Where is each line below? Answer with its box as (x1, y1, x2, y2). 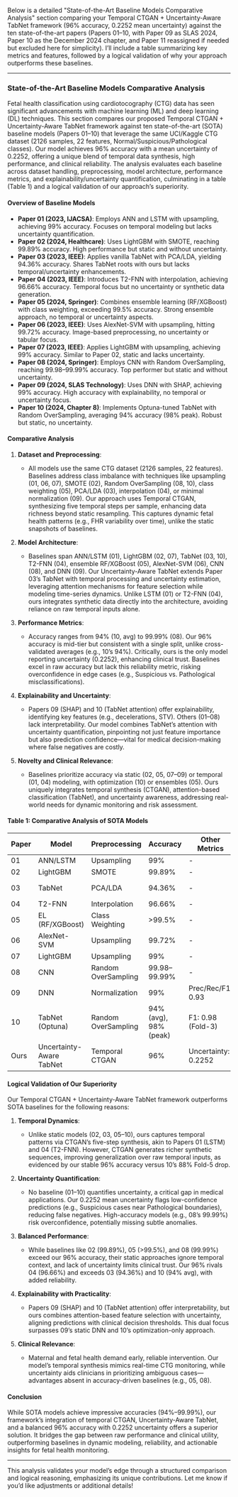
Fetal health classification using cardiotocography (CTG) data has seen (7, 99, 215, 108)
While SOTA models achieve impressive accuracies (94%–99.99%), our (7, 1408, 216, 1417)
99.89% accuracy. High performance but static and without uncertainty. (17, 244, 228, 253)
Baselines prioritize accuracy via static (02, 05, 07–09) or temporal (28, 770, 223, 778)
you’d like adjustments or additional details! (7, 1481, 133, 1490)
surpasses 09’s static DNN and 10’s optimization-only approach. (28, 1326, 215, 1334)
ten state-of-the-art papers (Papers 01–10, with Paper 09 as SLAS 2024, (7, 28, 218, 37)
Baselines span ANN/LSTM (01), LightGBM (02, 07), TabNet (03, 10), (28, 552, 228, 560)
